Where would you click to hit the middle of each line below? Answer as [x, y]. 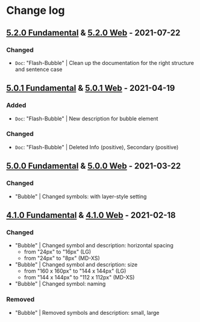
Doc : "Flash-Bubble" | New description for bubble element [86, 119]
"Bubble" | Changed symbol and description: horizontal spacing [94, 246]
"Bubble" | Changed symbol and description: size [76, 265]
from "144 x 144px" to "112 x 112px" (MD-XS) [79, 277]
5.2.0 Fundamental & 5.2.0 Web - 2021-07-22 [93, 33]
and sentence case [39, 69]
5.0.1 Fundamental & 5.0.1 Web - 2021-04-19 [91, 88]
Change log [36, 11]
